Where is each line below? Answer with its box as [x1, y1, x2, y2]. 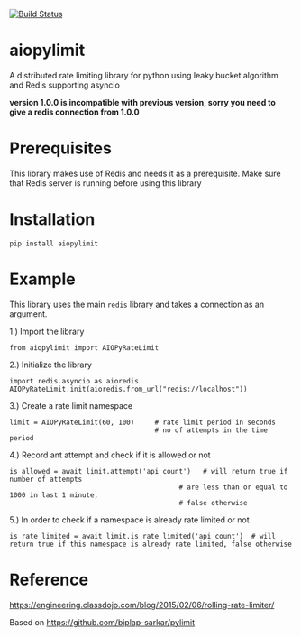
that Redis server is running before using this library [9, 177, 202, 189]
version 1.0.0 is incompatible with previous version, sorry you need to [9, 97, 277, 107]
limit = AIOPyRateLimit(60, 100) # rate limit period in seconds [9, 418, 277, 427]
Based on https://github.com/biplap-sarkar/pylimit [9, 616, 196, 627]
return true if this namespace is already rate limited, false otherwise [9, 540, 293, 549]
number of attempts [9, 475, 83, 484]
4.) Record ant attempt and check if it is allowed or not [9, 449, 211, 460]
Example [9, 269, 76, 289]
